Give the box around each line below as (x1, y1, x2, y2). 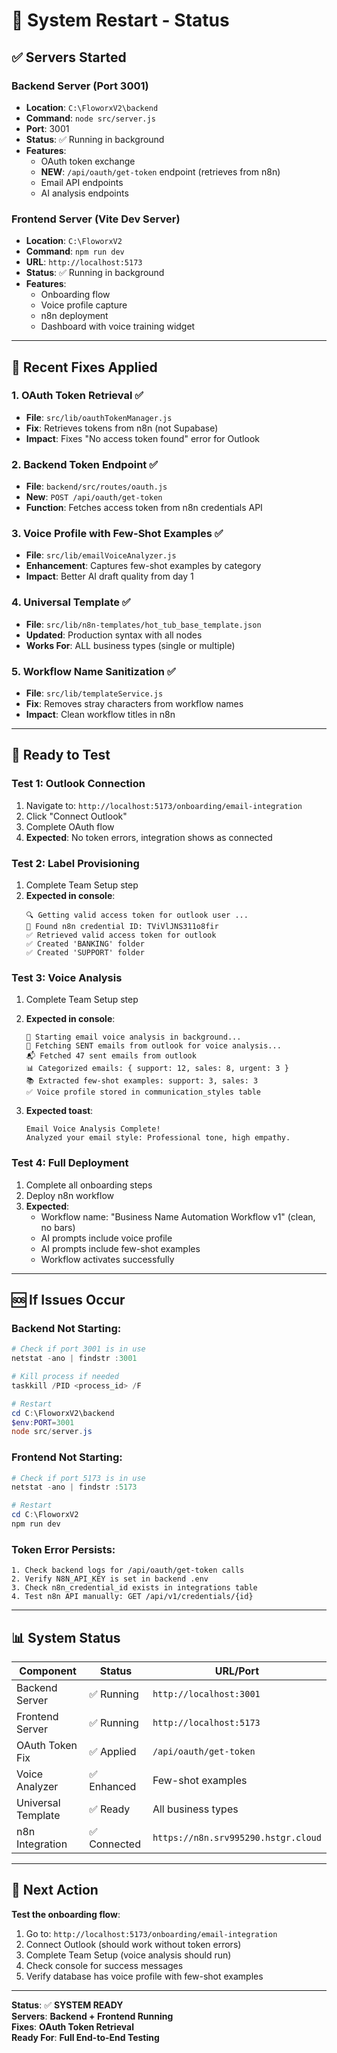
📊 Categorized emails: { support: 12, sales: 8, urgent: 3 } (25, 1064, 289, 1074)
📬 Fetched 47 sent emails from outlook (25, 1051, 197, 1061)
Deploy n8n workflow (25, 1189, 115, 1201)
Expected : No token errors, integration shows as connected (25, 831, 273, 843)
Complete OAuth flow (25, 820, 115, 833)
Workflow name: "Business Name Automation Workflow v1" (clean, (40, 1210, 316, 1223)
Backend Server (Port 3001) (11, 79, 149, 93)
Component (19, 1664, 77, 1678)
